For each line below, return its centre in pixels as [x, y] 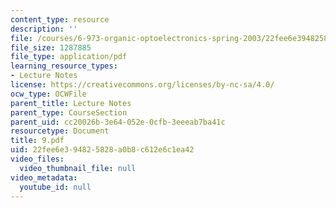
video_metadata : [44, 177]
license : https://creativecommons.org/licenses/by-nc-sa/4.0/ [142, 85]
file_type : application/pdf [69, 57]
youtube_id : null [55, 187]
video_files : [37, 159]
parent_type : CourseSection [69, 112]
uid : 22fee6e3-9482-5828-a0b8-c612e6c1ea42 [102, 150]
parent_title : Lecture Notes [71, 103]
